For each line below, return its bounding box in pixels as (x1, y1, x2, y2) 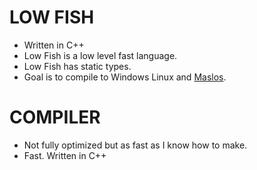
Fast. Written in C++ (23, 149, 107, 161)
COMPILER (9, 106, 101, 129)
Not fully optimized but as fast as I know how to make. (23, 139, 248, 151)
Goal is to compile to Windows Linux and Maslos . (23, 71, 227, 83)
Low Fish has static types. (23, 60, 132, 72)
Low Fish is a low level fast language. (23, 49, 178, 61)
